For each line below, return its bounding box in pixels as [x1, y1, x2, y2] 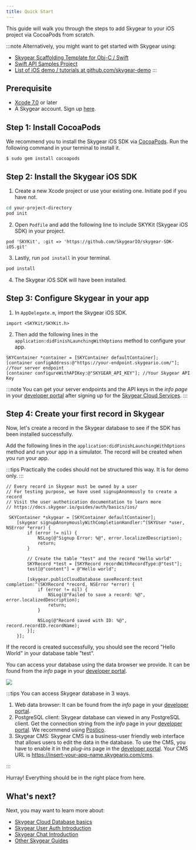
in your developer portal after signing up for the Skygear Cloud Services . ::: [6, 392, 188, 399]
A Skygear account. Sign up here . [14, 105, 96, 113]
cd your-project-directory [6, 205, 72, 211]
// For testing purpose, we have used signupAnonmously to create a [6, 489, 177, 495]
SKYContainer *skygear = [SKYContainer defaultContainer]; [8, 515, 157, 521]
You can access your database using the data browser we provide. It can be [6, 661, 190, 669]
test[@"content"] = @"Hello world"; [27, 566, 117, 572]
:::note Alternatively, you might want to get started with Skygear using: [6, 42, 176, 49]
